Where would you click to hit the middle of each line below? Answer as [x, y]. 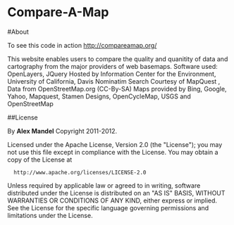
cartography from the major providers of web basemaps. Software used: [113, 66]
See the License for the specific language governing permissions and [108, 207]
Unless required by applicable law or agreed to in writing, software [104, 185]
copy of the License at [40, 160]
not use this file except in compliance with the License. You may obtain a [113, 152]
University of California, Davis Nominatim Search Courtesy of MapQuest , [114, 81]
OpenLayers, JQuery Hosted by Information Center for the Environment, [112, 74]
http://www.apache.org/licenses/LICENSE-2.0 [80, 172]
